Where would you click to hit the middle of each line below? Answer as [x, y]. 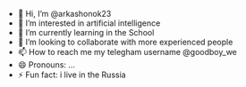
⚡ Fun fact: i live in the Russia [72, 75]
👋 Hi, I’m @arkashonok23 [64, 14]
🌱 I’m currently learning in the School [86, 32]
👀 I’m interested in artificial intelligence [89, 23]
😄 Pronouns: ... [47, 65]
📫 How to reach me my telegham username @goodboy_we [127, 52]
